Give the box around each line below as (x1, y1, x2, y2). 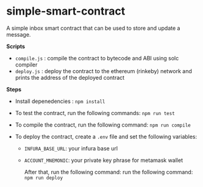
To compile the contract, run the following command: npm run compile (15, 121, 191, 129)
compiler (15, 61, 38, 68)
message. (6, 30, 31, 38)
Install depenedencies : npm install (15, 97, 105, 105)
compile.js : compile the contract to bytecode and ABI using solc (15, 54, 179, 62)
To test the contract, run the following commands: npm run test (15, 109, 175, 116)
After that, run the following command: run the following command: (24, 168, 193, 175)
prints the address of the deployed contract (15, 74, 125, 81)
